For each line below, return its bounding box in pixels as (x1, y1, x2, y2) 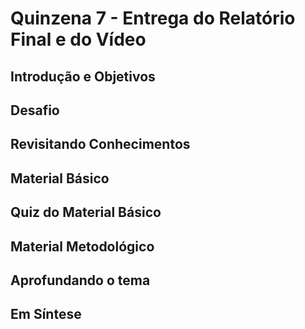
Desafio (10, 102, 60, 119)
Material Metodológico (10, 238, 155, 255)
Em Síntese (10, 306, 82, 323)
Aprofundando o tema (10, 272, 151, 289)
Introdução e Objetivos (10, 68, 156, 85)
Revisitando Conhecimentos (10, 136, 191, 153)
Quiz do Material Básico (10, 204, 162, 221)
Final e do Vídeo (10, 28, 147, 51)
